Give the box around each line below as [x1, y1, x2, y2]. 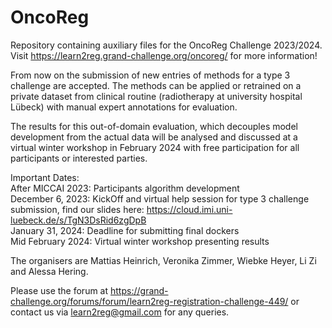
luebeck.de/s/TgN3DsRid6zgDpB [10, 214, 147, 226]
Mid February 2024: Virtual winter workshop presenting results [10, 235, 270, 247]
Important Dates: [10, 171, 80, 183]
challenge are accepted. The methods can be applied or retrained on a [10, 79, 302, 91]
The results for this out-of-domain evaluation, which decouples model [10, 120, 298, 132]
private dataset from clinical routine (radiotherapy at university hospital [10, 90, 303, 102]
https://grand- [110, 284, 169, 296]
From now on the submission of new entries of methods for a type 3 [10, 69, 291, 81]
